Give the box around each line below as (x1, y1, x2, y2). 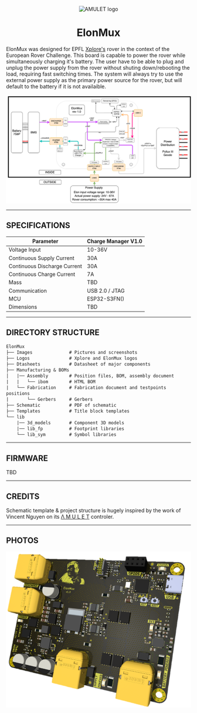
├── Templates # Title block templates (6, 408, 130, 414)
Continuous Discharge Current (8, 262, 82, 269)
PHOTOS (6, 536, 39, 546)
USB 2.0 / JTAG (87, 287, 125, 294)
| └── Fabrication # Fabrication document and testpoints (6, 385, 167, 391)
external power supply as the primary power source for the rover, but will (6, 76, 182, 83)
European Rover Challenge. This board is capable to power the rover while (6, 52, 186, 59)
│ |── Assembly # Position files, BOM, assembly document (6, 373, 175, 379)
